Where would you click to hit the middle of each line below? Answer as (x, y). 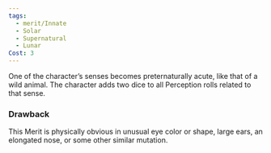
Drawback (29, 114)
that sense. (27, 93)
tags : (17, 16)
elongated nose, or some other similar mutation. (88, 140)
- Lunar (29, 46)
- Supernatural (41, 38)
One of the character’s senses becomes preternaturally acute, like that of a (133, 76)
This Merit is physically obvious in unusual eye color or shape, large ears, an (135, 132)
